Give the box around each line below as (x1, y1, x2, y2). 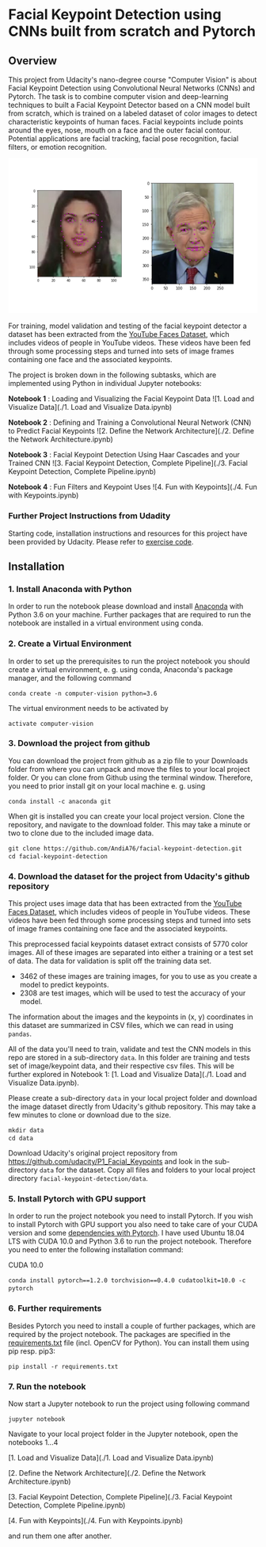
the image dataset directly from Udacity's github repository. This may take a (8, 1102, 256, 1111)
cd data (8, 1135, 34, 1143)
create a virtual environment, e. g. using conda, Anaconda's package (8, 664, 234, 674)
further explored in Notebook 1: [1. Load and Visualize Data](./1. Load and (8, 1070, 247, 1079)
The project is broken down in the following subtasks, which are (8, 370, 217, 380)
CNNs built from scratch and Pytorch (8, 22, 256, 40)
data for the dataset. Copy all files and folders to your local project (39, 1165, 256, 1175)
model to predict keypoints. (19, 980, 109, 990)
